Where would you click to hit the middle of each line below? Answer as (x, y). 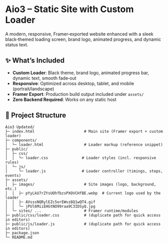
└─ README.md (19, 237)
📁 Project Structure (36, 115)
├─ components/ (21, 140)
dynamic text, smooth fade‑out (44, 78)
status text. (17, 44)
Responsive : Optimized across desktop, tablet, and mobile (73, 83)
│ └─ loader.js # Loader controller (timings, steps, (84, 171)
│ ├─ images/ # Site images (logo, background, (81, 184)
